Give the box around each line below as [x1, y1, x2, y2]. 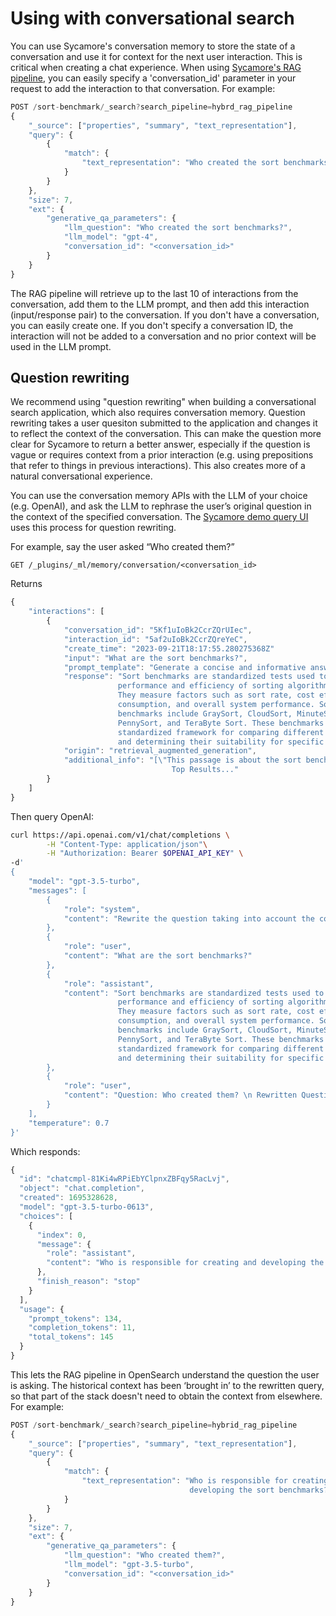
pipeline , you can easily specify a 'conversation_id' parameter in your [10, 72, 297, 84]
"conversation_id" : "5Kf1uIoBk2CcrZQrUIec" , [63, 625, 253, 635]
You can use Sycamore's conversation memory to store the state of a [10, 40, 296, 52]
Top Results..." [171, 765, 240, 775]
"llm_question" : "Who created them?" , [63, 1550, 226, 1561]
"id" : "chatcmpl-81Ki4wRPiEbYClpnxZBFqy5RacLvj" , [19, 1174, 230, 1184]
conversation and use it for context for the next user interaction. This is [10, 50, 303, 62]
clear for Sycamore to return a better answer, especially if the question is [10, 438, 311, 451]
